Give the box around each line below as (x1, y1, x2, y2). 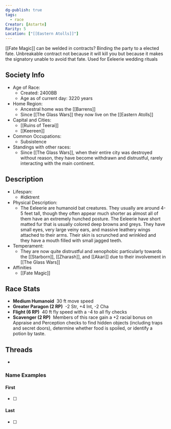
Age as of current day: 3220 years (20, 95, 93, 101)
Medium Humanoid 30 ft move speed (12, 298, 94, 304)
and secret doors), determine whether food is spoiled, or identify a (12, 325, 153, 332)
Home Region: (12, 100, 43, 107)
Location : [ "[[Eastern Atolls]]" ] (5, 31, 79, 36)
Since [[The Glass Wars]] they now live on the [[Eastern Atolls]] (20, 111, 154, 117)
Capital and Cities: (12, 117, 52, 123)
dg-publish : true (5, 7, 42, 13)
